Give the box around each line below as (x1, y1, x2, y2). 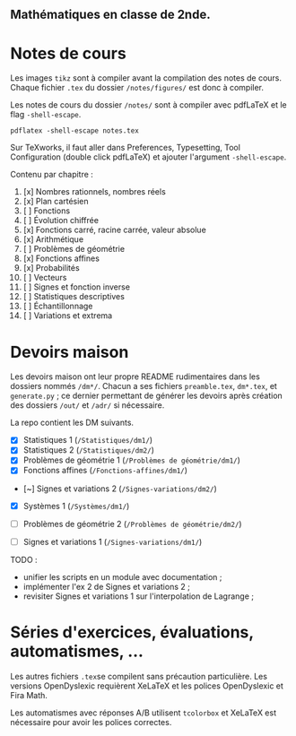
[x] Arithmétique (22, 234, 84, 245)
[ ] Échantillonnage (22, 300, 93, 312)
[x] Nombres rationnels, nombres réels (22, 186, 167, 197)
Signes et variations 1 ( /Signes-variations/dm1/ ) (22, 536, 203, 547)
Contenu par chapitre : (10, 169, 93, 180)
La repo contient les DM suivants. (10, 417, 134, 429)
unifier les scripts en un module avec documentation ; (22, 571, 222, 582)
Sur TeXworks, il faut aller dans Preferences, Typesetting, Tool (10, 143, 241, 153)
